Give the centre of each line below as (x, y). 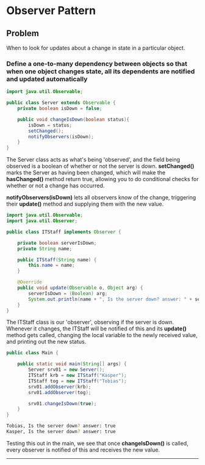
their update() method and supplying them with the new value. (85, 204)
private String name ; (45, 248)
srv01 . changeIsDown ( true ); (63, 404)
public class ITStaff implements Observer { (64, 232)
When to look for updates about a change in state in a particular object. (96, 48)
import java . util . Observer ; (42, 221)
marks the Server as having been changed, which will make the (86, 173)
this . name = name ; (52, 266)
